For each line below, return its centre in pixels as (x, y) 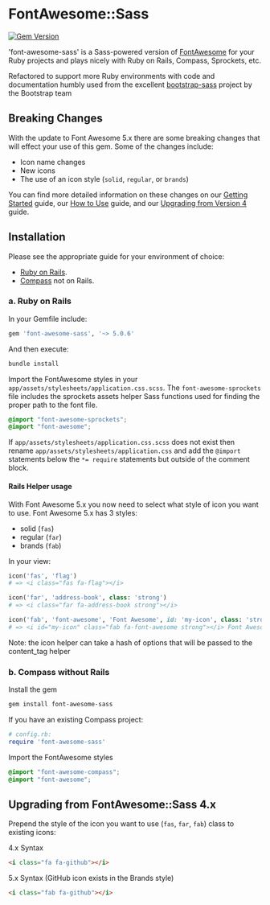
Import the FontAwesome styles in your (73, 379)
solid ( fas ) (37, 529)
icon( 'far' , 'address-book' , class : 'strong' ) (88, 598)
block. (19, 468)
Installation (37, 237)
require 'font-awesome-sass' (57, 742)
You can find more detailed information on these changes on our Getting (128, 195)
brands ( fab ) (41, 545)
